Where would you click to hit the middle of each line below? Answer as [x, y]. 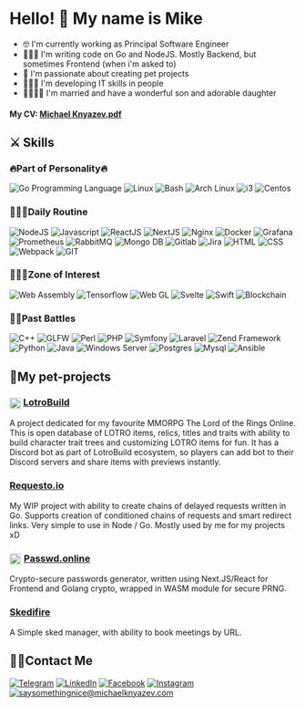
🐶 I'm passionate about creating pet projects [106, 73]
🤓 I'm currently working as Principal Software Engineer [126, 44]
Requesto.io [37, 485]
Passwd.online [57, 558]
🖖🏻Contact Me [51, 661]
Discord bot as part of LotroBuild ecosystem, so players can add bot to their [152, 452]
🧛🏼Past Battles [42, 318]
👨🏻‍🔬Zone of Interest [55, 275]
